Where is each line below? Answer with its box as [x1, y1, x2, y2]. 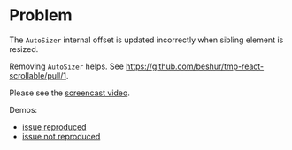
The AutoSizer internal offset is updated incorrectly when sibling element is [9, 34, 284, 45]
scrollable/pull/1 [9, 70, 67, 80]
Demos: [9, 104, 38, 115]
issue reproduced [21, 121, 87, 132]
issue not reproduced [21, 131, 101, 141]
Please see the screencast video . [9, 87, 130, 98]
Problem [9, 5, 73, 26]
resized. [9, 43, 39, 54]
